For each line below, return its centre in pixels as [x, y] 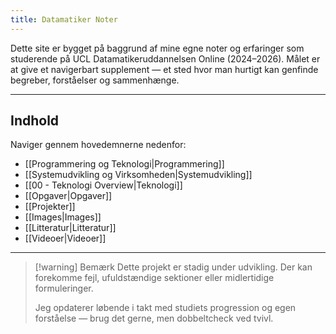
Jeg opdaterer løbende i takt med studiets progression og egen [165, 308]
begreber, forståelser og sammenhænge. [95, 80]
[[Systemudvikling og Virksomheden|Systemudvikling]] [138, 175]
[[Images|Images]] [63, 217]
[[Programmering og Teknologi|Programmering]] [124, 164]
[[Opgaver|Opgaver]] [68, 196]
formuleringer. [64, 288]
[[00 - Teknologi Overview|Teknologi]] [103, 185]
